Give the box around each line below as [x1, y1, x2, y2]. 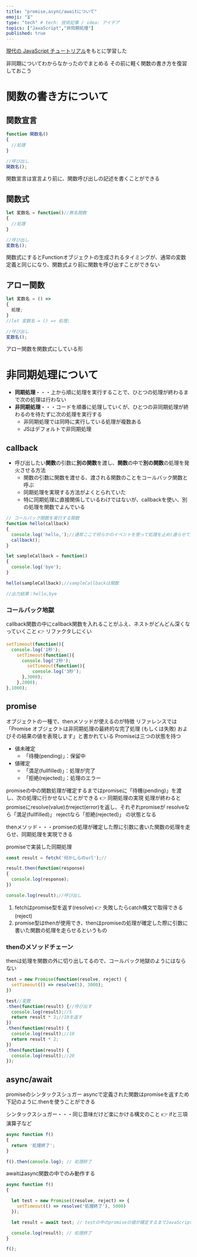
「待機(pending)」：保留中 [23, 752, 86, 759]
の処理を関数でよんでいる [23, 504, 85, 511]
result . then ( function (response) [6, 866, 85, 872]
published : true [6, 31, 46, 36]
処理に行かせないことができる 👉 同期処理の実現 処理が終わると [26, 794, 181, 801]
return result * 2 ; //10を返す [11, 1015, 83, 1020]
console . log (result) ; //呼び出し [6, 892, 82, 898]
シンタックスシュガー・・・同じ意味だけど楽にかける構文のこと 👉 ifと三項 [6, 1110, 188, 1118]
